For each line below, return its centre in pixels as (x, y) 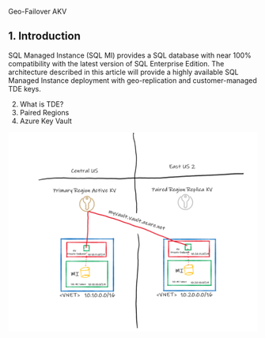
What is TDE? (42, 104)
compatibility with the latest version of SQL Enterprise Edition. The (116, 63)
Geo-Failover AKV (38, 11)
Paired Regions (44, 112)
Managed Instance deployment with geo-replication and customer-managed (132, 80)
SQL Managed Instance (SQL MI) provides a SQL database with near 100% (130, 55)
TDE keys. (25, 88)
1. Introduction (44, 36)
